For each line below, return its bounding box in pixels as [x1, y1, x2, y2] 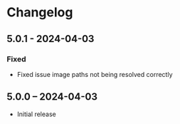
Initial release [16, 110, 56, 118]
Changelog [6, 4, 73, 21]
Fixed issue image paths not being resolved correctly [16, 70, 173, 78]
